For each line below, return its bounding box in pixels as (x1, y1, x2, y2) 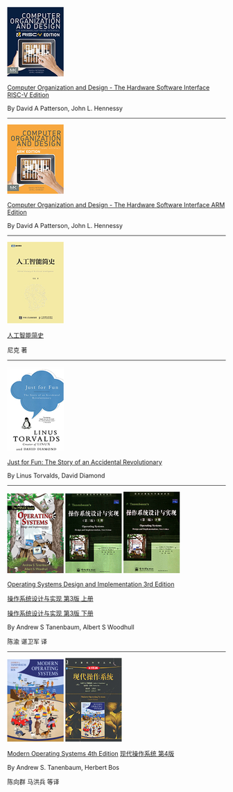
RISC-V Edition (7, 91, 50, 99)
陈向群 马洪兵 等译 (7, 777, 60, 786)
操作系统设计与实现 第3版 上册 (7, 595, 94, 602)
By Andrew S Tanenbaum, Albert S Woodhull (7, 623, 135, 631)
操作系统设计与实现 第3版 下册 (7, 609, 94, 617)
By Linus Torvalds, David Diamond (7, 471, 105, 479)
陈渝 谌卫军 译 (7, 637, 47, 645)
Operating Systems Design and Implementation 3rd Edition (7, 580, 175, 588)
